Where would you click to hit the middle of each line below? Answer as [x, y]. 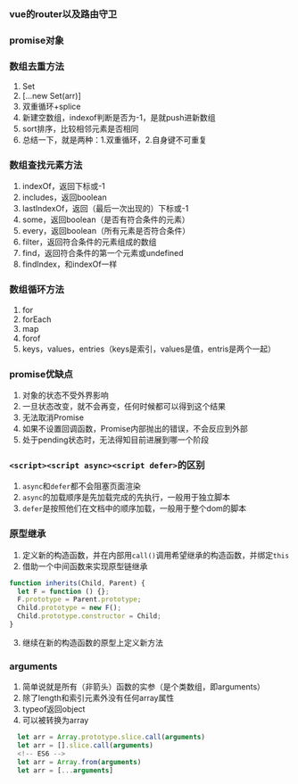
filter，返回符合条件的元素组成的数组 [89, 242]
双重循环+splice [51, 107]
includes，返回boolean [64, 197]
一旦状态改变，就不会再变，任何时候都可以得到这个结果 [124, 407]
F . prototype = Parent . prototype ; [79, 599]
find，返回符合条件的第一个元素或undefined [103, 253]
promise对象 [37, 40]
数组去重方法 [37, 66]
